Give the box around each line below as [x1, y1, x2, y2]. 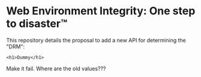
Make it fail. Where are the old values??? [6, 64, 106, 72]
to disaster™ [6, 17, 68, 30]
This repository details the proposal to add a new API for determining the [6, 36, 186, 44]
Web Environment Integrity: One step [6, 4, 196, 18]
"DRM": [6, 43, 25, 50]
